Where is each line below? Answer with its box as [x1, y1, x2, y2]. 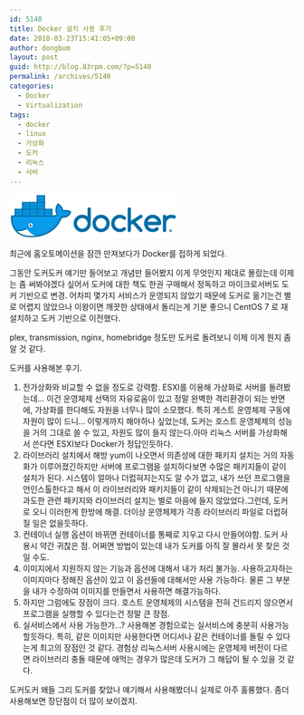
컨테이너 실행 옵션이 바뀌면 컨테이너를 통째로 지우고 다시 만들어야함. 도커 [22, 528, 279, 539]
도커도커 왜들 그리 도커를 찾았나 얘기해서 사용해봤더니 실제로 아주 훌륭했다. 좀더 [9, 684, 290, 695]
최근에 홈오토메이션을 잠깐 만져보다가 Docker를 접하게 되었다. [9, 247, 228, 258]
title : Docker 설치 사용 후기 [9, 24, 112, 34]
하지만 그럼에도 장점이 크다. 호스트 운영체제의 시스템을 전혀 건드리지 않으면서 [22, 596, 294, 607]
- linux [17, 130, 47, 139]
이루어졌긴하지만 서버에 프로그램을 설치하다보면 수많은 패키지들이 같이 [39, 460, 287, 471]
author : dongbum [9, 43, 71, 53]
